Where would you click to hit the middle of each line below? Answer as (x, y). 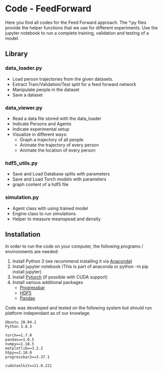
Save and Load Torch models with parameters (59, 179)
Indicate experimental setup (41, 129)
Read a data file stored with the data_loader (57, 118)
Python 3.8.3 (19, 327)
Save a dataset (27, 94)
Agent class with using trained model (50, 208)
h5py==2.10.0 (19, 353)
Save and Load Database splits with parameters (61, 174)
